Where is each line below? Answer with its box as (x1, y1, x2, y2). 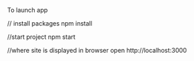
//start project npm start (7, 33, 76, 41)
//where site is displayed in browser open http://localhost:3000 (7, 46, 187, 54)
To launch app (7, 6, 48, 14)
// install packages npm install (7, 19, 92, 27)
